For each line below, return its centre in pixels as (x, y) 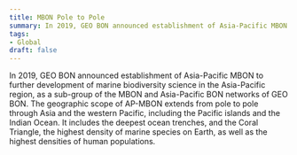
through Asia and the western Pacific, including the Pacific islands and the (145, 113)
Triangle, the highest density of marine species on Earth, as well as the (138, 132)
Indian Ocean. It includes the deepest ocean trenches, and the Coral (134, 123)
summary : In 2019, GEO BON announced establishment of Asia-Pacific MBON (148, 26)
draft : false (33, 50)
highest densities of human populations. (82, 142)
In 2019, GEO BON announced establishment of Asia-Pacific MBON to (137, 75)
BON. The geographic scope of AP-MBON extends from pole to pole (134, 104)
